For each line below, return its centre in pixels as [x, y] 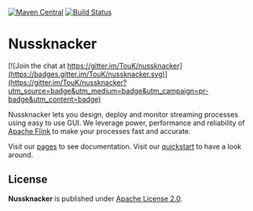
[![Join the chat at [37, 65]
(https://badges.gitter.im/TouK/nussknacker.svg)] [88, 74]
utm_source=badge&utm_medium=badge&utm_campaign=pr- [108, 91]
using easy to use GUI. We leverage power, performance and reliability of [126, 123]
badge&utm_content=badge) [55, 99]
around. [21, 154]
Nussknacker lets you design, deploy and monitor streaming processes [123, 114]
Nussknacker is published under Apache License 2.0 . [95, 198]
